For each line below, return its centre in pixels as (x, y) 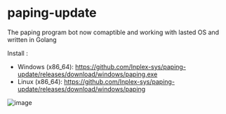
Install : (18, 53)
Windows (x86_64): (45, 66)
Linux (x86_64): (40, 81)
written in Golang (32, 39)
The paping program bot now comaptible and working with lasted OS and (113, 32)
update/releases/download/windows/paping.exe (87, 74)
